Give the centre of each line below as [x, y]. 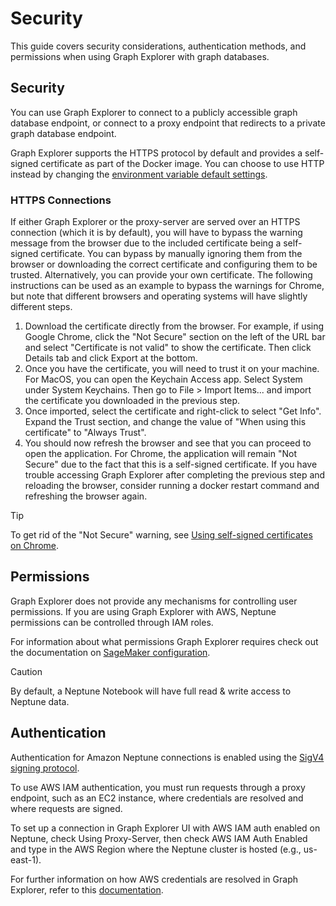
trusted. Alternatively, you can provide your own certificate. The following [161, 275]
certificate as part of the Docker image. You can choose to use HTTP [182, 163]
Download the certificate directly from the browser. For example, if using [174, 326]
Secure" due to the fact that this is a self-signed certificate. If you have [171, 464]
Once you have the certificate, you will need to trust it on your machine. [172, 369]
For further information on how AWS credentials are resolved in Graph [154, 879]
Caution [26, 671]
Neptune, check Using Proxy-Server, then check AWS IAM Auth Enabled [159, 838]
